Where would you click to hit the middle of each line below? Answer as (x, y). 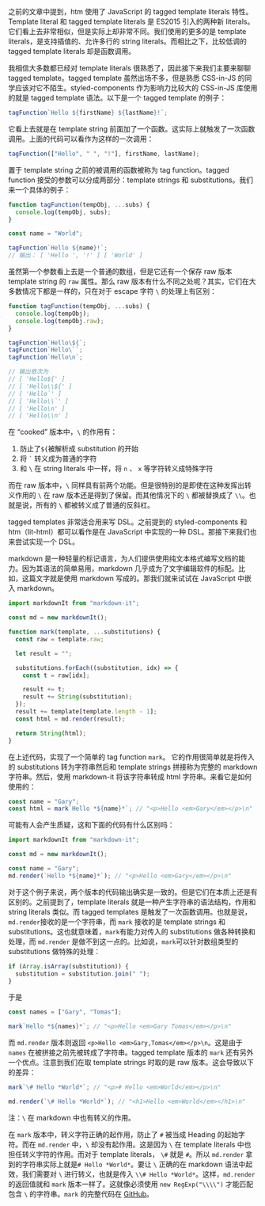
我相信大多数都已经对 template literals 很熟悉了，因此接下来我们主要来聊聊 (130, 68)
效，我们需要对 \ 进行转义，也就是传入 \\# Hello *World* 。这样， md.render (132, 1174)
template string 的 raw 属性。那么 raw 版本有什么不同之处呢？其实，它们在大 (132, 281)
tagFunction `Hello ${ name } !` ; (58, 248)
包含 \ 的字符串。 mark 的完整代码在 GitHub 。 (81, 1193)
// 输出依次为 (28, 372)
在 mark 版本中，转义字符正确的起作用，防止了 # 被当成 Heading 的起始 (123, 1134)
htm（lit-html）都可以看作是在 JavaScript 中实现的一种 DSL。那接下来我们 (129, 532)
